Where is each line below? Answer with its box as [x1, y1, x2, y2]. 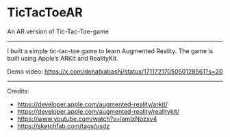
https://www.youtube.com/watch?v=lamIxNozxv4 [16, 115, 157, 123]
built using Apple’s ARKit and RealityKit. [7, 54, 118, 62]
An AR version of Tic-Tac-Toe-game [7, 27, 110, 35]
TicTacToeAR [7, 5, 84, 20]
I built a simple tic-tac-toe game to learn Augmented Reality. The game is [7, 46, 214, 55]
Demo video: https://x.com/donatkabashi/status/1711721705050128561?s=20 [7, 67, 223, 76]
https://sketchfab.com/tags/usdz [16, 121, 110, 130]
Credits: [7, 87, 29, 95]
